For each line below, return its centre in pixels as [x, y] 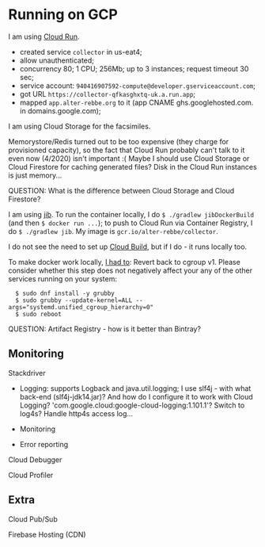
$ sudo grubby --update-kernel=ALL [74, 300]
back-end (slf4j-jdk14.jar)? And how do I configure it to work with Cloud [136, 396]
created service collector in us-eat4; [81, 52]
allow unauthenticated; [57, 60]
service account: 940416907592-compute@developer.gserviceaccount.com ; [137, 86]
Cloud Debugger [35, 459]
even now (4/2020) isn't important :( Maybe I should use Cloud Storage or [129, 158]
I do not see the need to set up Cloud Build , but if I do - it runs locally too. [128, 247]
